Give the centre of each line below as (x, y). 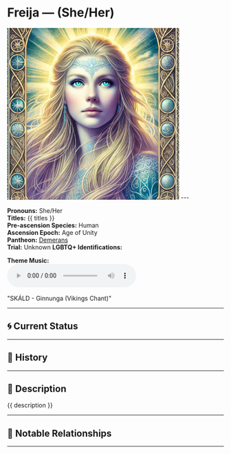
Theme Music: (28, 260)
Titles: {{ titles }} (31, 218)
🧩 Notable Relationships (59, 433)
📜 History (27, 357)
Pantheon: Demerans (38, 240)
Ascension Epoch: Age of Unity (52, 232)
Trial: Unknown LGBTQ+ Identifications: (65, 247)
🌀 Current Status (43, 327)
